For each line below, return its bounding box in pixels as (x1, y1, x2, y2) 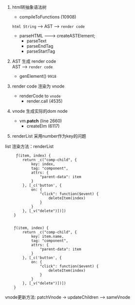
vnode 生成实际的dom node (12, 108, 68, 114)
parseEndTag (26, 43, 53, 49)
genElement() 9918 (19, 73, 57, 79)
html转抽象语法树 (12, 4, 47, 10)
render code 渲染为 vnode (12, 83, 65, 89)
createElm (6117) (26, 123, 60, 129)
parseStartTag (26, 48, 55, 54)
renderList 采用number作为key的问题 (12, 133, 86, 139)
